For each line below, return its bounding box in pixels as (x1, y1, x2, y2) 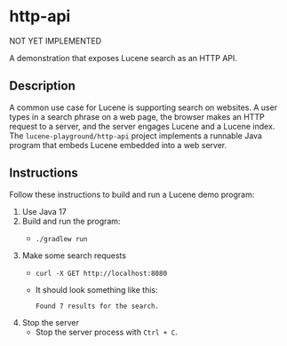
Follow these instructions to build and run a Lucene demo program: (9, 189, 255, 200)
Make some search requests (21, 250, 127, 261)
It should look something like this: (35, 284, 158, 295)
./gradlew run (35, 234, 88, 243)
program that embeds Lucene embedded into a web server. (9, 139, 227, 150)
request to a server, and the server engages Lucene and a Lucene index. (9, 121, 275, 131)
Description (9, 78, 76, 94)
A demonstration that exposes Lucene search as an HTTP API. (9, 52, 238, 63)
